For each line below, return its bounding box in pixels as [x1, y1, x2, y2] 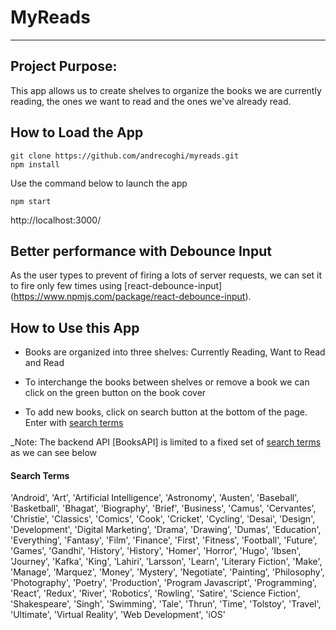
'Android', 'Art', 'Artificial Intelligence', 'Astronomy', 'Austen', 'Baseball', [10, 492, 300, 504]
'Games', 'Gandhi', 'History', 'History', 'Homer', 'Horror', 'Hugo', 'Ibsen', [10, 545, 302, 557]
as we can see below [10, 447, 98, 459]
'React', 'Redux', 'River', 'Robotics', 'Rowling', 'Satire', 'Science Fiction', [10, 587, 301, 600]
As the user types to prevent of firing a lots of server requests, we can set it [10, 269, 323, 281]
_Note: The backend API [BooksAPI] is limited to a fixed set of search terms [10, 436, 322, 448]
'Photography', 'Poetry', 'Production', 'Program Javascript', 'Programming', [10, 577, 317, 589]
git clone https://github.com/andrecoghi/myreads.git [10, 151, 240, 161]
